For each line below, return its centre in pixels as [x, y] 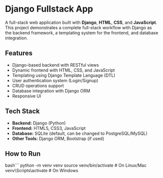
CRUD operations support [38, 86]
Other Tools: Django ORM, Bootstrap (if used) [58, 138]
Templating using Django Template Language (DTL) [64, 75]
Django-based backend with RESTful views [55, 65]
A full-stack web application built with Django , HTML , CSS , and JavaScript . [81, 22]
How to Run [23, 153]
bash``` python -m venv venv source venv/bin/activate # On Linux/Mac [76, 165]
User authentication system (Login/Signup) [55, 80]
